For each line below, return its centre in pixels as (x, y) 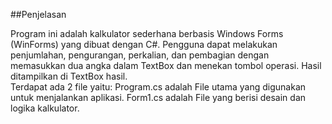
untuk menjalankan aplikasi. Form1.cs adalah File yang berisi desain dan (158, 97)
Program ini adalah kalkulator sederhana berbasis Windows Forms (147, 33)
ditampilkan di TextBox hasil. (69, 76)
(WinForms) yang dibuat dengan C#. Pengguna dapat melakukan (144, 44)
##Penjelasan (38, 14)
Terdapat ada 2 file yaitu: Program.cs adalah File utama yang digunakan (158, 87)
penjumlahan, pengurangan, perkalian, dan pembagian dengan (140, 55)
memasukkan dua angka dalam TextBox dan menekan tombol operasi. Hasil (166, 65)
